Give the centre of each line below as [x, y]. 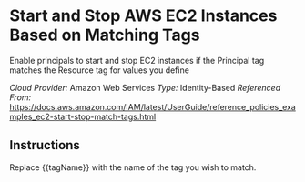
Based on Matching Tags [105, 35]
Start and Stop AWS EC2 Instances [143, 16]
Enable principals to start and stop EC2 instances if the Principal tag [137, 60]
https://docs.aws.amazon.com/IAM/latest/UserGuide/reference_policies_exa [152, 106]
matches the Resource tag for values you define [99, 70]
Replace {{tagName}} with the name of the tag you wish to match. [133, 167]
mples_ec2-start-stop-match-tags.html [83, 116]
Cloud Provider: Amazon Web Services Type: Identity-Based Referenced [145, 87]
